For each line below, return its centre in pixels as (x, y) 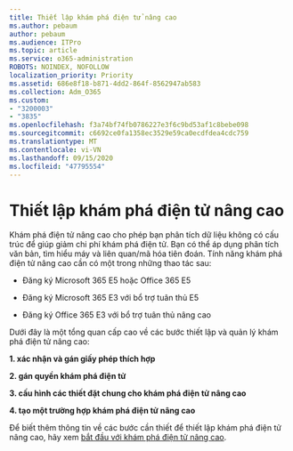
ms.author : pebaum (43, 26)
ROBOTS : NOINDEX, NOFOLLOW (59, 68)
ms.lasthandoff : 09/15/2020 (61, 158)
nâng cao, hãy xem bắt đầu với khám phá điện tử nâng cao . (118, 438)
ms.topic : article (43, 51)
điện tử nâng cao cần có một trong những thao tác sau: (110, 263)
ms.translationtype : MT (53, 141)
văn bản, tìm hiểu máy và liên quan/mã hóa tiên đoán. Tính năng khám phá (146, 254)
